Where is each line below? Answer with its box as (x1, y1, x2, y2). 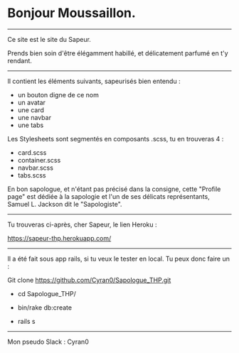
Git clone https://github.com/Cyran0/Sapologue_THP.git (7, 276, 171, 284)
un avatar (17, 98, 46, 107)
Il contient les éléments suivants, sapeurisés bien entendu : (7, 77, 181, 85)
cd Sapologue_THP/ (17, 289, 76, 298)
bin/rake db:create (17, 303, 73, 312)
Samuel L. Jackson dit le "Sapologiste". (7, 200, 122, 208)
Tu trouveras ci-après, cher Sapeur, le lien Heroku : (7, 220, 157, 229)
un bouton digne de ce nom (17, 90, 100, 99)
